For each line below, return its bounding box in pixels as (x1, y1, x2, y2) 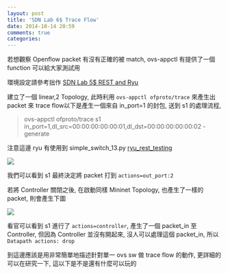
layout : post (7, 10, 45, 17)
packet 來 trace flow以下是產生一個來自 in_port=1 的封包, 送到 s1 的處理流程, (7, 101, 221, 110)
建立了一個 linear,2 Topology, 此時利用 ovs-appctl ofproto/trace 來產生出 (7, 93, 216, 101)
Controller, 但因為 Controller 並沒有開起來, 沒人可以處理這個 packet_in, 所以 (7, 230, 219, 238)
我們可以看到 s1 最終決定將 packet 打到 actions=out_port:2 (7, 171, 174, 179)
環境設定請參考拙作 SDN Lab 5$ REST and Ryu (7, 78, 139, 86)
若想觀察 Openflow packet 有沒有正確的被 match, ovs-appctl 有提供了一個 (7, 55, 216, 64)
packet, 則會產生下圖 (7, 195, 66, 203)
